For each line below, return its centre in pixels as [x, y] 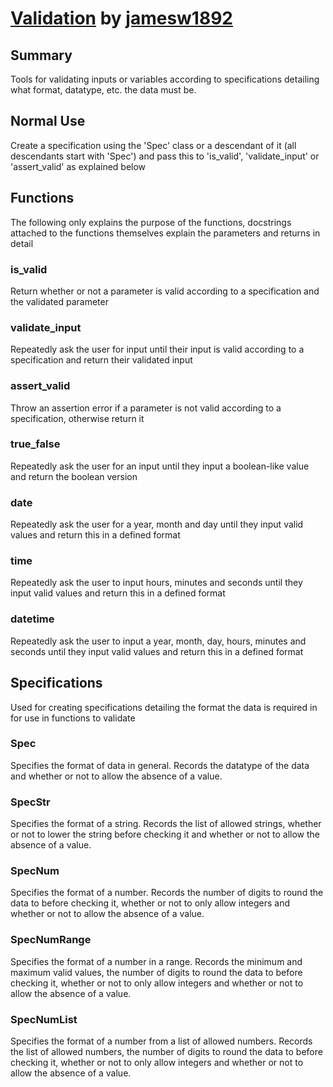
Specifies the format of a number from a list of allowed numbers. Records [161, 1041]
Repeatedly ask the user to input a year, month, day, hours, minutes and [158, 641]
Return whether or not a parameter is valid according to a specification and [165, 291]
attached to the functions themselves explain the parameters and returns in [165, 233]
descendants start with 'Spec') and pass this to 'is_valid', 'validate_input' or [165, 156]
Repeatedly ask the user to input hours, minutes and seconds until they [156, 583]
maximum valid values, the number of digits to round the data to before [156, 972]
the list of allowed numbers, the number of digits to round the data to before [166, 1051]
